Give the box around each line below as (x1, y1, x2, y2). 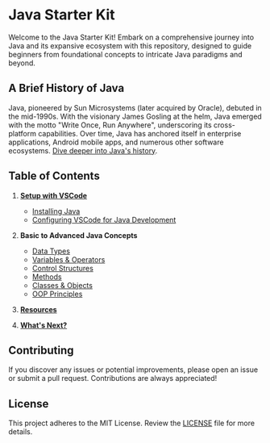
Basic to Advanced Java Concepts (19, 230, 138, 240)
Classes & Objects (31, 280, 93, 290)
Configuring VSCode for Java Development (31, 215, 177, 224)
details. (8, 427, 33, 437)
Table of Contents (8, 169, 101, 183)
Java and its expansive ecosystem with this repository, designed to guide (8, 40, 252, 50)
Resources (19, 304, 58, 314)
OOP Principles (31, 289, 83, 299)
